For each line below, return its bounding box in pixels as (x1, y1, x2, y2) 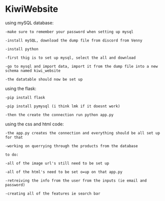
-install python (5, 46, 39, 51)
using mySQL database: (5, 20, 54, 26)
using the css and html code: (5, 121, 64, 127)
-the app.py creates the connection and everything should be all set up (5, 130, 161, 135)
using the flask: (5, 85, 37, 91)
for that (5, 135, 23, 140)
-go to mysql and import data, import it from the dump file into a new (5, 64, 158, 69)
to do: (5, 152, 19, 157)
